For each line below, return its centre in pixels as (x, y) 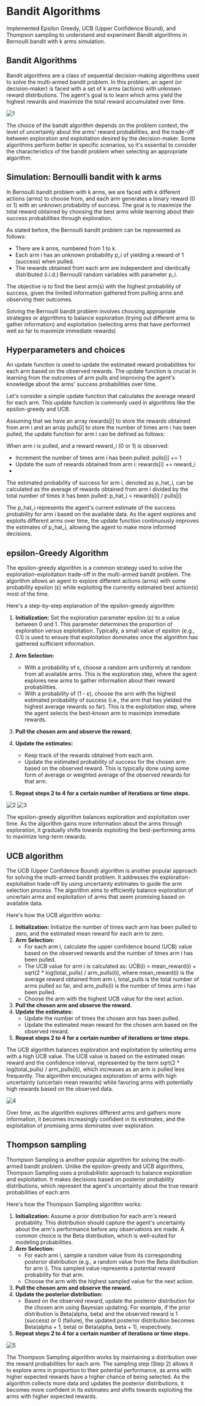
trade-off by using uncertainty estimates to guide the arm (110, 884)
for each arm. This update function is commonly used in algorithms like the (101, 402)
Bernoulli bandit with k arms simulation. (56, 41)
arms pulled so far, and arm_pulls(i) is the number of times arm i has (110, 985)
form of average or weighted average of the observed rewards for (107, 775)
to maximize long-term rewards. (47, 837)
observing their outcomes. (40, 299)
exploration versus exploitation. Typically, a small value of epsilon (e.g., (105, 631)
